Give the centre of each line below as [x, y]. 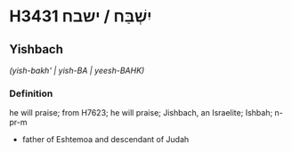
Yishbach [36, 49]
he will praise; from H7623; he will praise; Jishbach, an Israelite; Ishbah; [141, 113]
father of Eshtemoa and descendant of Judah [105, 140]
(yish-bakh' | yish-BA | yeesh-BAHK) [77, 70]
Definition [31, 93]
